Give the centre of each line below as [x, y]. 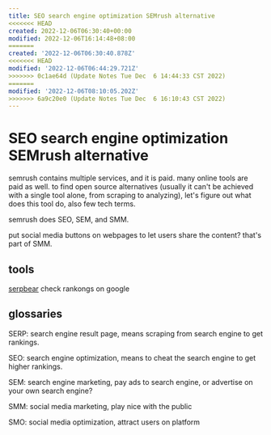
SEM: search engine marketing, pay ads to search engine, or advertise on [131, 382]
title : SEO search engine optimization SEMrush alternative [112, 16]
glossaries [36, 314]
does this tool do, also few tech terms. [72, 204]
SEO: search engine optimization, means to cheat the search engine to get [132, 357]
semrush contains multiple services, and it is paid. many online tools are [128, 178]
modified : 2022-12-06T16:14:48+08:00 [72, 38]
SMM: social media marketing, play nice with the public [100, 406]
